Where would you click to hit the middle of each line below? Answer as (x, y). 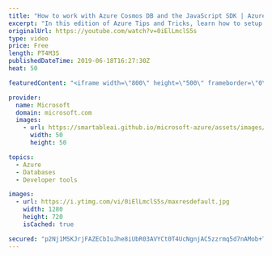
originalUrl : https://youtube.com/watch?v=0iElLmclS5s (103, 31)
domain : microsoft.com (54, 113)
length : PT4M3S (34, 53)
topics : (21, 157)
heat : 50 (23, 69)
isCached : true (49, 224)
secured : (23, 239)
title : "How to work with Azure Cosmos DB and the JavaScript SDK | (126, 16)
